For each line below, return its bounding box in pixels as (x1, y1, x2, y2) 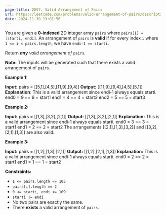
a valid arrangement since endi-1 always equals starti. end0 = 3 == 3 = (5, 119, 149, 125)
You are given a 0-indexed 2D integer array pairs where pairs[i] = (5, 30, 144, 36)
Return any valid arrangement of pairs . (5, 50, 85, 56)
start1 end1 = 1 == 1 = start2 (5, 159, 61, 165)
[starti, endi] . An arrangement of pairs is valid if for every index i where (5, 35, 159, 41)
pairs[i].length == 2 (12, 184, 57, 189)
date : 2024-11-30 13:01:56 (5, 16, 61, 21)
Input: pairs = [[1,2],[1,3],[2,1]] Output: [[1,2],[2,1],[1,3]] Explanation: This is (5, 149, 158, 155)
